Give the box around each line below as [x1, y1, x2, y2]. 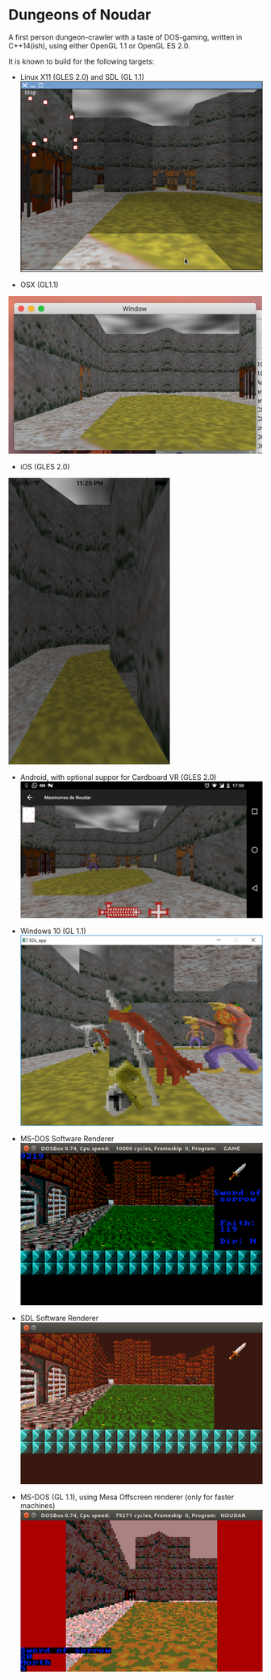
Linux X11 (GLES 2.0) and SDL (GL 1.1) [19, 72, 145, 81]
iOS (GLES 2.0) [19, 462, 70, 472]
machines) [19, 1500, 56, 1510]
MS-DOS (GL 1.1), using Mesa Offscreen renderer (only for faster [19, 1492, 235, 1502]
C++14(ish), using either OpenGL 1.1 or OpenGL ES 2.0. [8, 40, 191, 50]
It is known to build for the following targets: [8, 56, 155, 66]
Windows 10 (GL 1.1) [19, 926, 86, 936]
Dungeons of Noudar [8, 6, 152, 24]
